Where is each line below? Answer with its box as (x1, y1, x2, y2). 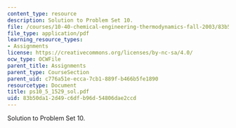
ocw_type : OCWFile (7, 56, 61, 63)
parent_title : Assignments (7, 62, 86, 69)
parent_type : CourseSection (7, 69, 90, 76)
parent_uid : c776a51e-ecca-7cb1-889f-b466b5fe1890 (7, 75, 159, 83)
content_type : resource (7, 10, 77, 17)
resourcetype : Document (7, 82, 77, 89)
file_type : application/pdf (7, 29, 90, 37)
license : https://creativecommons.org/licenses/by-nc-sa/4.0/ (7, 50, 193, 57)
